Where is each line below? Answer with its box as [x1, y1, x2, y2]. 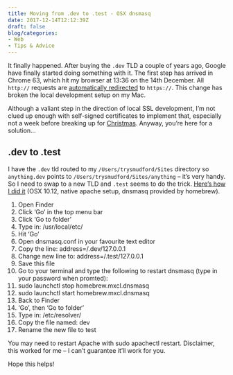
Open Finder [17, 200, 54, 209]
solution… [8, 126, 37, 134]
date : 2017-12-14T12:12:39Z [8, 17, 89, 24]
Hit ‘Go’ [17, 229, 40, 238]
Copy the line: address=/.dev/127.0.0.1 [17, 244, 126, 253]
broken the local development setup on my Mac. [8, 91, 146, 99]
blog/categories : [8, 29, 58, 37]
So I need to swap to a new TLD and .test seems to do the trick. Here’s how [8, 180, 226, 188]
